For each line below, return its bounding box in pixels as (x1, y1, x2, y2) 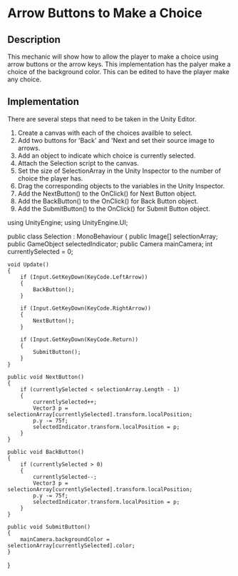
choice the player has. (17, 173, 83, 183)
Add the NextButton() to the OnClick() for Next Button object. (17, 189, 197, 198)
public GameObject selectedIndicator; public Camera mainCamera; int (7, 239, 213, 248)
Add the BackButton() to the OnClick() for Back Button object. (17, 196, 199, 205)
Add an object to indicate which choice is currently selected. (17, 151, 196, 160)
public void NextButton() (7, 373, 84, 380)
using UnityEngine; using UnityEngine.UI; (7, 218, 128, 226)
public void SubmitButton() (7, 523, 91, 530)
